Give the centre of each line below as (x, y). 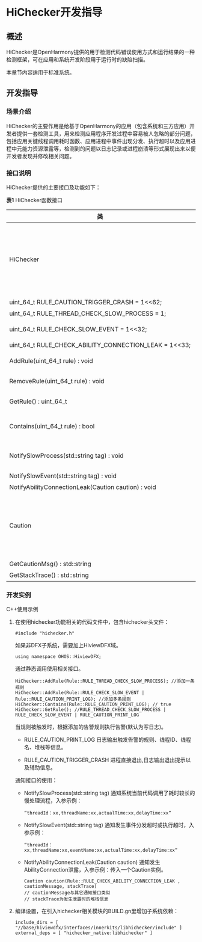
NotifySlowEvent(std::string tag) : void (63, 476)
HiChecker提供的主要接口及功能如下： (54, 187)
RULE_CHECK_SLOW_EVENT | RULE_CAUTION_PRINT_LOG (77, 715)
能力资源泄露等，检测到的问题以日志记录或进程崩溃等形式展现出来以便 (109, 149)
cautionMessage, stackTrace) (60, 887)
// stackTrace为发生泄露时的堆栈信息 (66, 899)
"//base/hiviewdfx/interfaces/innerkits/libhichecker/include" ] (98, 928)
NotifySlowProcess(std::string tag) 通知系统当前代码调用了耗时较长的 (109, 793)
